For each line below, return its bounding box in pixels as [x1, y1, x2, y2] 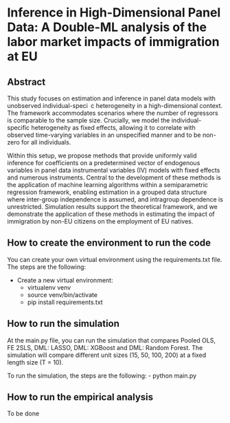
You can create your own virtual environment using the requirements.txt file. [7, 255, 222, 263]
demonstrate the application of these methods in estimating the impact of [7, 210, 215, 218]
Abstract [7, 76, 46, 87]
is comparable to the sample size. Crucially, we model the [7, 116, 170, 124]
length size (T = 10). [7, 358, 64, 366]
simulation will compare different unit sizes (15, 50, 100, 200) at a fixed [7, 351, 207, 359]
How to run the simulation [7, 318, 120, 329]
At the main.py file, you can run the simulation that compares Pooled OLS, [7, 336, 216, 345]
